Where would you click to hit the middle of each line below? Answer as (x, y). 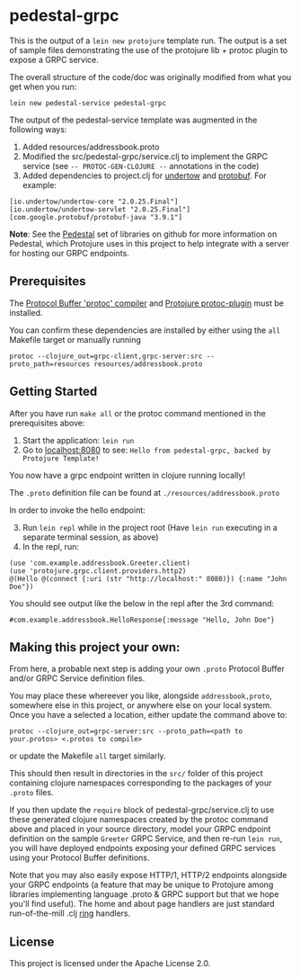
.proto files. (31, 793)
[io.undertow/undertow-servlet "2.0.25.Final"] (100, 209)
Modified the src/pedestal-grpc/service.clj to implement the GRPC (145, 156)
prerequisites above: (47, 423)
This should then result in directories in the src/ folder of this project (136, 774)
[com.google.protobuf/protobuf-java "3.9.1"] (96, 217)
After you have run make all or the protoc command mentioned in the (138, 413)
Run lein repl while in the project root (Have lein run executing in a (150, 527)
